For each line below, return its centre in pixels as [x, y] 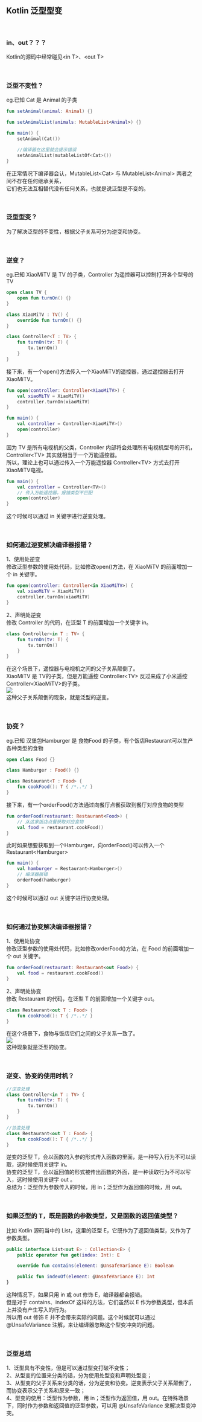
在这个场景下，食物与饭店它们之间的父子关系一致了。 [72, 1034]
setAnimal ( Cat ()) [39, 139]
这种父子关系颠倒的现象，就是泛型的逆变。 [59, 697]
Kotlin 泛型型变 [34, 11]
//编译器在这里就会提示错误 [47, 150]
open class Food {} [31, 760]
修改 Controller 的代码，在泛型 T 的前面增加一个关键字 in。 [79, 622]
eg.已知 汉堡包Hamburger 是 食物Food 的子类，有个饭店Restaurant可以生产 [100, 740]
